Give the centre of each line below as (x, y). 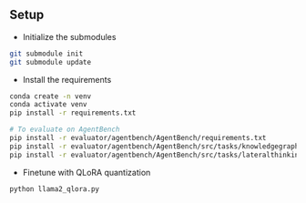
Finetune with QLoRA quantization (87, 172)
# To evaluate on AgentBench (65, 130)
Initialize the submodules (69, 36)
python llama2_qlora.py (55, 189)
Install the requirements (67, 79)
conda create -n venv (51, 96)
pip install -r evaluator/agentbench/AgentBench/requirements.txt (138, 138)
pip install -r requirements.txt (73, 113)
